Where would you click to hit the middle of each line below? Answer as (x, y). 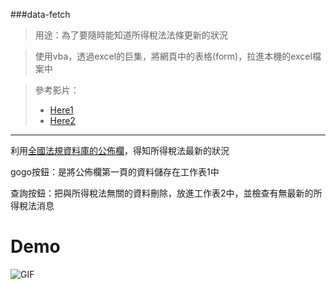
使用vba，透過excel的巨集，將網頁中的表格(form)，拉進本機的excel (173, 56)
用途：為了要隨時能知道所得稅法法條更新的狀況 (131, 35)
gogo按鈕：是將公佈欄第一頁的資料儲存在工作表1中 (115, 172)
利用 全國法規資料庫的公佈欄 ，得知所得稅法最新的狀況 (120, 150)
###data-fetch (40, 14)
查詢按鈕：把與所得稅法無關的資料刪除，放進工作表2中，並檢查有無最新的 (162, 193)
